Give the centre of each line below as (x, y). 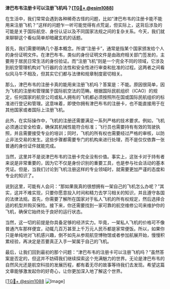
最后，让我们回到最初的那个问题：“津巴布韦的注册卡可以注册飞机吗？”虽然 (83, 252)
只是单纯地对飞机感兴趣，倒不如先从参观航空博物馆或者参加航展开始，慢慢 (83, 235)
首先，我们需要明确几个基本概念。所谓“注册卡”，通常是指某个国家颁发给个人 (85, 48)
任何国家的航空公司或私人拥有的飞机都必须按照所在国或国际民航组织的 (87, 97)
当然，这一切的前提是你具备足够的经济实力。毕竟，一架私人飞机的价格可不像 (85, 222)
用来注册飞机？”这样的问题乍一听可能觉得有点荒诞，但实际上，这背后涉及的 (84, 25)
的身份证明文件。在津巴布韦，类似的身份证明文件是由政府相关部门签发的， (83, 55)
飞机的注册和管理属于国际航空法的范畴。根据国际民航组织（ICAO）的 (81, 91)
